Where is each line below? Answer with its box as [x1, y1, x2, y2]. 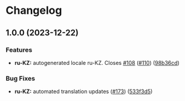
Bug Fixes [5, 74, 36, 82]
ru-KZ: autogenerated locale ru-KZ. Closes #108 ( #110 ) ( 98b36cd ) [14, 59, 180, 66]
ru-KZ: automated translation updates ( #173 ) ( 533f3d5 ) [14, 88, 153, 95]
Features [5, 46, 33, 54]
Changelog [5, 4, 62, 17]
